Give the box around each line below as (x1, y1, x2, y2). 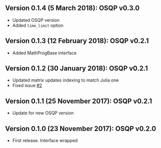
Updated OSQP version (12, 17, 60, 23)
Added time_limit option (12, 22, 64, 28)
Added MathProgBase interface (12, 49, 77, 56)
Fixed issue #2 (12, 83, 42, 89)
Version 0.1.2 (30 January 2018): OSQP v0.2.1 (5, 64, 148, 73)
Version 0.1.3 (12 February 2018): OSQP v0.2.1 (5, 37, 149, 45)
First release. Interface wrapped (12, 138, 78, 144)
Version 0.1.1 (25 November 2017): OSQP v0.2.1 (5, 97, 152, 105)
